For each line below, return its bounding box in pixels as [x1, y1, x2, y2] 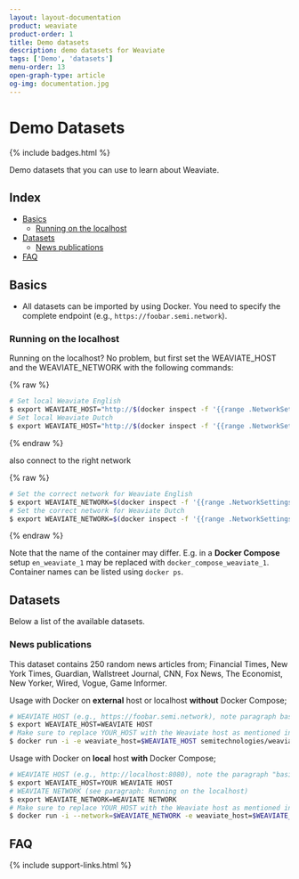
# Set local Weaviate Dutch [9, 413, 114, 423]
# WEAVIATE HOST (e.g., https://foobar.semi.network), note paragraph [9, 712, 277, 721]
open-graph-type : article [9, 71, 105, 80]
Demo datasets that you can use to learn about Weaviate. [9, 164, 220, 175]
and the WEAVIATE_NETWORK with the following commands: [9, 362, 234, 373]
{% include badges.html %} [9, 147, 111, 158]
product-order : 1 [9, 29, 74, 38]
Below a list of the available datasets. [9, 616, 145, 627]
